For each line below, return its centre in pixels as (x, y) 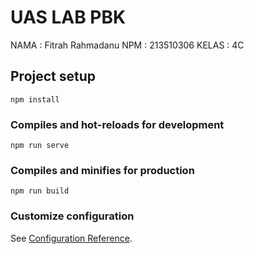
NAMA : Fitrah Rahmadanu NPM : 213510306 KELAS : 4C (127, 45)
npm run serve (40, 146)
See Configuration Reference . (71, 238)
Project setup (53, 76)
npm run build (40, 191)
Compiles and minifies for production (102, 170)
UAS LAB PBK (68, 17)
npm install (35, 99)
